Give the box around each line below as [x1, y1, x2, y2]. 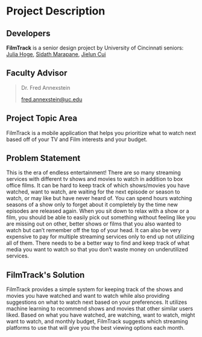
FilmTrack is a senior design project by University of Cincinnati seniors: [6, 44, 184, 51]
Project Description [6, 4, 106, 18]
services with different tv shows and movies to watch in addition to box [6, 175, 183, 183]
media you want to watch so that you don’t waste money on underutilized [6, 246, 189, 253]
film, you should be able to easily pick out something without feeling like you [6, 214, 196, 221]
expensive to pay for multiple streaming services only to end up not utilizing [6, 233, 195, 241]
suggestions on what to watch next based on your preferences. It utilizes [6, 298, 188, 306]
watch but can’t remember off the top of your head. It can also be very [6, 227, 181, 234]
